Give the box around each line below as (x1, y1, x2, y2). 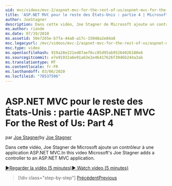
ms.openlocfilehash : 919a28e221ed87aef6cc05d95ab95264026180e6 (5, 50, 143, 55)
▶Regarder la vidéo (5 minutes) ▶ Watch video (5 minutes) (5, 165, 129, 171)
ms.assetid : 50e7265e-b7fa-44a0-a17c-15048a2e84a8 (5, 36, 116, 41)
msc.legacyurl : (5, 41, 38, 46)
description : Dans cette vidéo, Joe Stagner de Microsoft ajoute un (5, 21, 155, 27)
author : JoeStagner (5, 17, 47, 22)
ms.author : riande (5, 26, 45, 32)
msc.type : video (5, 45, 40, 50)
